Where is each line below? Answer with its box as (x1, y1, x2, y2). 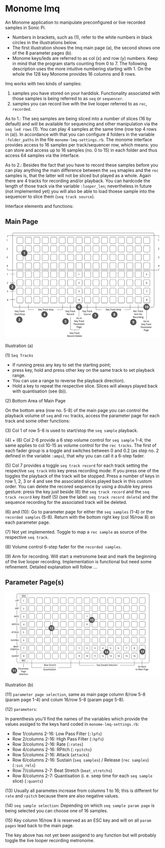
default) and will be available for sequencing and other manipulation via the (5, 121, 158, 127)
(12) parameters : (5, 706, 38, 712)
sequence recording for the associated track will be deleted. (5, 499, 128, 505)
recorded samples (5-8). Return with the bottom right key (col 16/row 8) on (5, 514, 156, 520)
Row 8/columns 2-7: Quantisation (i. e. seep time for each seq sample (12, 773, 153, 779)
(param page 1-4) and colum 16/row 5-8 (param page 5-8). (5, 697, 125, 702)
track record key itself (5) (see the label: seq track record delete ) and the (5, 494, 158, 500)
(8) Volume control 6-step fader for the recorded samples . (5, 544, 122, 549)
